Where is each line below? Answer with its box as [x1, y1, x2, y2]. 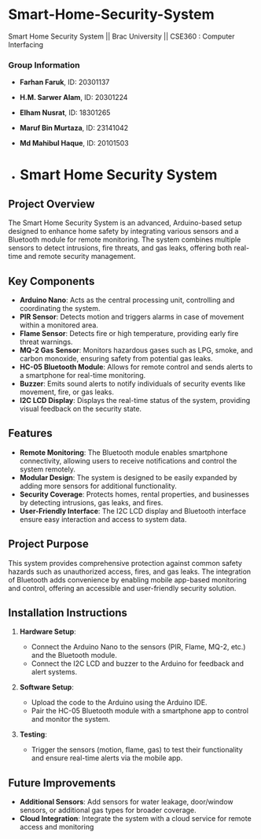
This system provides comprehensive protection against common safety [8, 558, 242, 567]
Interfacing [8, 39, 44, 49]
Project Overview [8, 197, 95, 210]
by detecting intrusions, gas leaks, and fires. [19, 497, 164, 507]
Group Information [8, 59, 80, 70]
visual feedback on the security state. [19, 404, 142, 414]
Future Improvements [8, 776, 116, 789]
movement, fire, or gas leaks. [19, 387, 114, 397]
